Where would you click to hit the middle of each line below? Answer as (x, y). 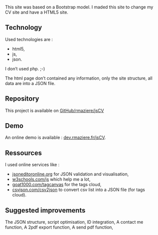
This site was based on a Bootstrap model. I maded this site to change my (79, 7)
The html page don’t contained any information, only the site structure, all (79, 78)
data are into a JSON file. (30, 83)
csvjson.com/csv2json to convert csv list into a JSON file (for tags (79, 190)
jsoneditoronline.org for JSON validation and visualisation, (70, 174)
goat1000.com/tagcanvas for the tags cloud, (57, 185)
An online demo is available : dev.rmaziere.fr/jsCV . (56, 138)
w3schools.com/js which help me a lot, (51, 179)
